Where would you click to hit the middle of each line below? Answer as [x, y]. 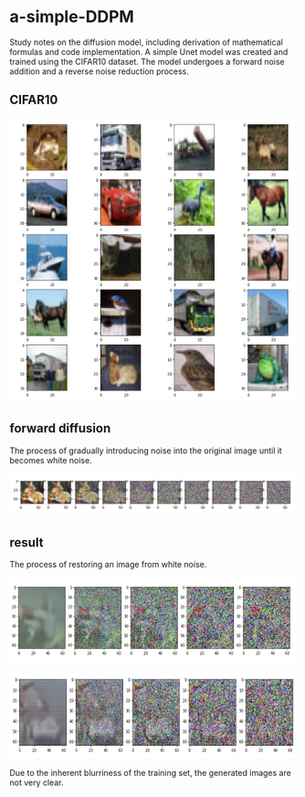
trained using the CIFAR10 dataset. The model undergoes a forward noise [147, 61]
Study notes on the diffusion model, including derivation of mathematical [146, 42]
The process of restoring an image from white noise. [108, 565]
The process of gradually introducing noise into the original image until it [146, 451]
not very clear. [37, 782]
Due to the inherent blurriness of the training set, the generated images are [151, 773]
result [26, 542]
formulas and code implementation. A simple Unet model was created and [149, 51]
